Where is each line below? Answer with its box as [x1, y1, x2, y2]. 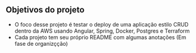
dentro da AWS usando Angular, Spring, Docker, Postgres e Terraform [14, 27, 190, 34]
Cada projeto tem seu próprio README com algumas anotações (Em [14, 33, 186, 41]
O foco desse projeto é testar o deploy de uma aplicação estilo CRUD [14, 20, 189, 28]
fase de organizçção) [14, 40, 68, 47]
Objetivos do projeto [5, 5, 85, 15]
